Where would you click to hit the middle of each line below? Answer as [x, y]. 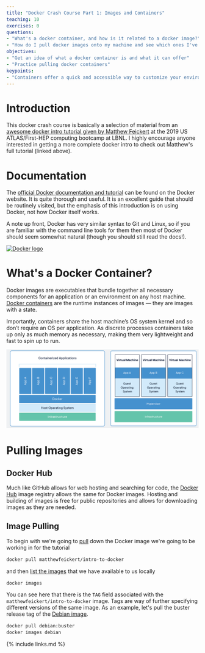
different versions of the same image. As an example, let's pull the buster [98, 608]
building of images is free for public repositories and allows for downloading [102, 500]
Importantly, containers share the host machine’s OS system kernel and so [100, 322]
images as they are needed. [41, 507]
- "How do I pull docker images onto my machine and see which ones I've [102, 45]
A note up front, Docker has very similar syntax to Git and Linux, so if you [98, 224]
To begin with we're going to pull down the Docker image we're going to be [101, 541]
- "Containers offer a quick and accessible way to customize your [94, 77]
